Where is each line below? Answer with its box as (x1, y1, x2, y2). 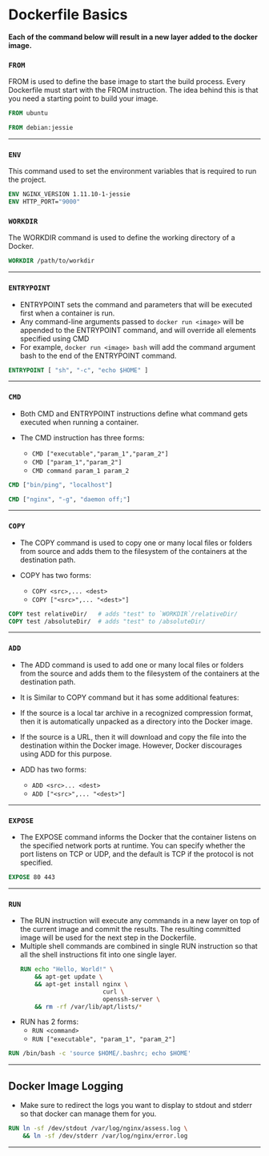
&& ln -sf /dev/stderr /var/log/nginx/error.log (22, 1132, 188, 1140)
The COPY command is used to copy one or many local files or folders (19, 538, 252, 548)
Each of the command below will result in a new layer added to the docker (8, 32, 258, 42)
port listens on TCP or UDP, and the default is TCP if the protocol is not (19, 849, 254, 859)
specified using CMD (19, 334, 90, 343)
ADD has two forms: (19, 765, 86, 774)
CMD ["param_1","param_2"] (31, 458, 122, 466)
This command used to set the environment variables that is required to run (8, 167, 257, 176)
